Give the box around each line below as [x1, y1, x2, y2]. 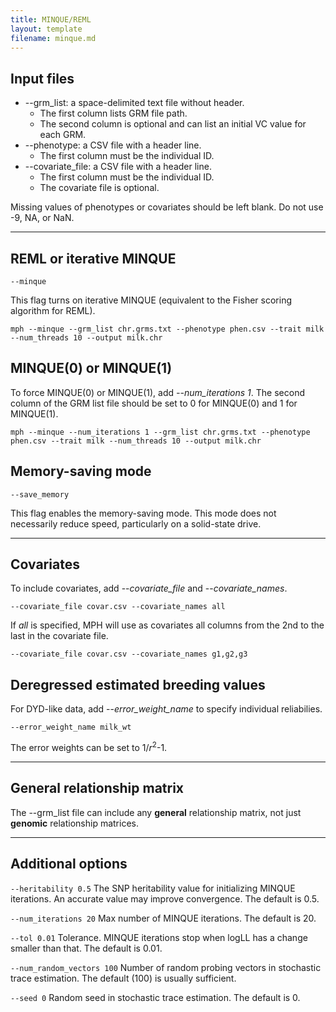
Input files [10, 70, 75, 87]
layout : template [10, 24, 83, 34]
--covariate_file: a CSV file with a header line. [24, 161, 212, 173]
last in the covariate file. [10, 630, 109, 642]
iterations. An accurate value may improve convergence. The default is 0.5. [10, 892, 320, 905]
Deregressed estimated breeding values [10, 676, 266, 693]
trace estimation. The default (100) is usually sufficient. [10, 972, 237, 984]
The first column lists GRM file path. [39, 107, 188, 120]
